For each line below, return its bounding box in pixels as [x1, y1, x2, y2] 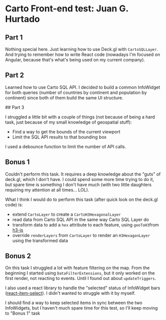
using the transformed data [12, 237, 68, 243]
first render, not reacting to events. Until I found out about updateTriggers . [5, 275, 156, 281]
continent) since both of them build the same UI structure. [5, 94, 124, 100]
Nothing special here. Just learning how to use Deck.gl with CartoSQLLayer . [5, 46, 158, 52]
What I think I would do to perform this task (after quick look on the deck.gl [5, 196, 158, 202]
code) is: [5, 201, 23, 208]
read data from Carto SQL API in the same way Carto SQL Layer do [12, 216, 149, 223]
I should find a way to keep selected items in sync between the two [5, 300, 143, 306]
